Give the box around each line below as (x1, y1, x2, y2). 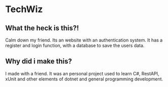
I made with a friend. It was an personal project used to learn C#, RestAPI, (5, 70, 159, 76)
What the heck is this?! (5, 24, 79, 32)
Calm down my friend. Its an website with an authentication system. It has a (5, 37, 163, 43)
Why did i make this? (5, 57, 72, 66)
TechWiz (5, 4, 43, 15)
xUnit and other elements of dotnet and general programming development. (5, 76, 163, 82)
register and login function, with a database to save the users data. (5, 42, 145, 49)
